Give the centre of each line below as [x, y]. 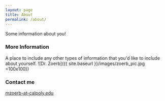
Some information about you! [36, 34]
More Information [27, 47]
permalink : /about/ [26, 19]
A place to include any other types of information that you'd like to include [83, 58]
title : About [19, 15]
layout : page [19, 10]
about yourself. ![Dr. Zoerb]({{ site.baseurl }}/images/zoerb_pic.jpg [75, 63]
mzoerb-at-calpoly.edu [29, 93]
